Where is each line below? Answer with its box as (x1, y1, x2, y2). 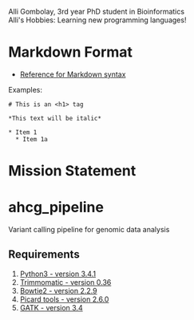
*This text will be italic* (8, 114, 102, 122)
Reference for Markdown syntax (19, 69, 126, 79)
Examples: (8, 85, 42, 94)
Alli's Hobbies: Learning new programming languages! (8, 15, 187, 25)
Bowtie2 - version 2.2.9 (19, 286, 97, 295)
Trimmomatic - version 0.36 (19, 277, 112, 286)
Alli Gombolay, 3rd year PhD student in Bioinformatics (8, 7, 185, 16)
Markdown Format (8, 43, 133, 61)
